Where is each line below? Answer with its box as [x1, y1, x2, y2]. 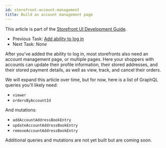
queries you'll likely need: [5, 82, 58, 88]
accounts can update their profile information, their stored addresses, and [5, 61, 158, 67]
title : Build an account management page [5, 12, 93, 17]
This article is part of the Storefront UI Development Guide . [5, 26, 127, 32]
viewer [12, 93, 27, 98]
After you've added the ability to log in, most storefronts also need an [5, 51, 148, 57]
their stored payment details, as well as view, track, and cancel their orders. [5, 66, 161, 73]
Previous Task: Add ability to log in [12, 36, 84, 42]
